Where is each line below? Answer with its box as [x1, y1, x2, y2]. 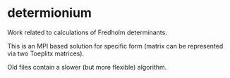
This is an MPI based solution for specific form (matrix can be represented [7, 41, 224, 50]
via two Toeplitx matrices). [7, 49, 85, 58]
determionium [7, 5, 92, 21]
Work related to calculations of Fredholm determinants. [7, 28, 167, 37]
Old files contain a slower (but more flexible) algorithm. [7, 63, 167, 71]
